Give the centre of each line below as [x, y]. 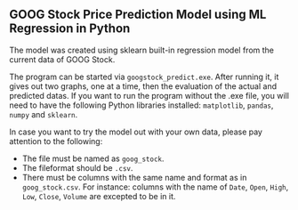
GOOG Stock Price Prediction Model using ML [138, 15]
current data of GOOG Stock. [62, 59]
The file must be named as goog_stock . [93, 158]
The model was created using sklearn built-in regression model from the [141, 50]
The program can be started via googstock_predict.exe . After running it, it [144, 77]
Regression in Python [70, 29]
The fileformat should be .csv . [77, 167]
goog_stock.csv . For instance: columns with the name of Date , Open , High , [155, 187]
